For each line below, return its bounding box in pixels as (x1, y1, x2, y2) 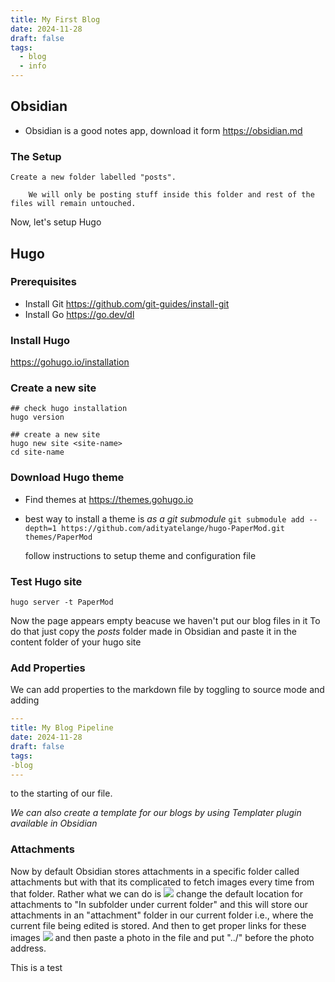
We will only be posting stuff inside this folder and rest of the (28, 190, 315, 200)
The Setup (10, 149, 62, 163)
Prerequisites (10, 275, 77, 289)
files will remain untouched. (10, 199, 137, 209)
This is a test (10, 961, 63, 973)
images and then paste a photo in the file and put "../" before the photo (10, 931, 315, 943)
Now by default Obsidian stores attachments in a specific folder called (10, 865, 300, 877)
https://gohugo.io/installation (10, 356, 130, 368)
